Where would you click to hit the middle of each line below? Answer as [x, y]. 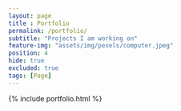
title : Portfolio [39, 23]
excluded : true [34, 68]
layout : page [30, 16]
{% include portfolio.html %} [55, 98]
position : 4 [28, 53]
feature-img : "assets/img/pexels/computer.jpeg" [91, 46]
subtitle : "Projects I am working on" [73, 38]
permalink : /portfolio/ [48, 31]
